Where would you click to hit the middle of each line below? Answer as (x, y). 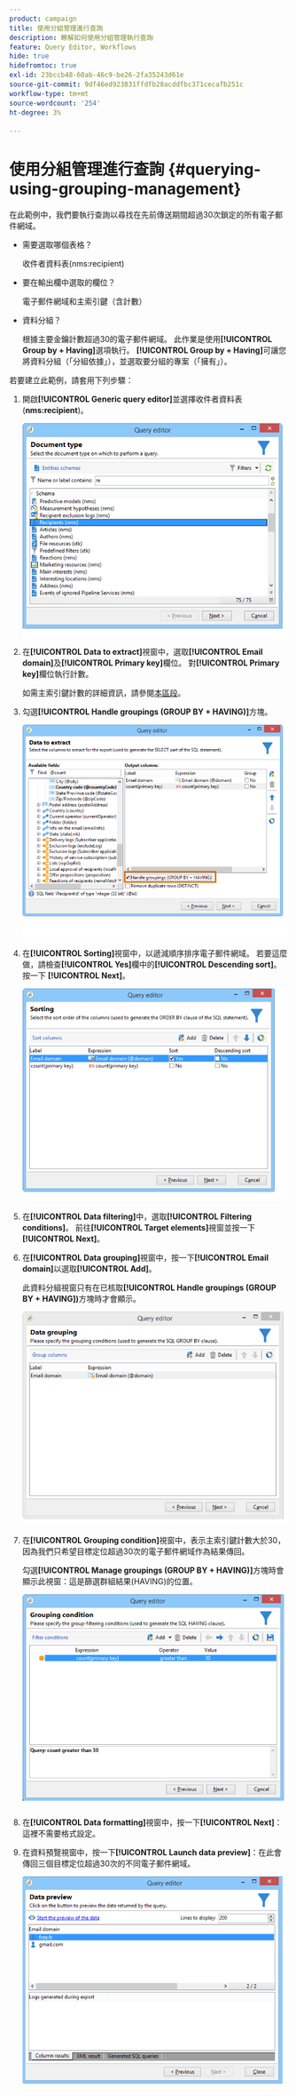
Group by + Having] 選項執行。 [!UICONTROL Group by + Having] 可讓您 (154, 350)
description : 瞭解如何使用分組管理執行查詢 (81, 37)
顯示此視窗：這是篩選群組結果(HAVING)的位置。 (109, 1581)
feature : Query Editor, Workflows (73, 47)
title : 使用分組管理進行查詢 (56, 28)
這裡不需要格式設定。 (61, 1834)
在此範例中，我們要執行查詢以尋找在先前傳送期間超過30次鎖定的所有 (134, 215)
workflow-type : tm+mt (49, 93)
